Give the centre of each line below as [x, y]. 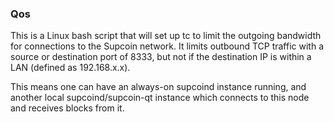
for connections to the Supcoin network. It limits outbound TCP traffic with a [167, 46]
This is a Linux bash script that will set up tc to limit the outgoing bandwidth [166, 36]
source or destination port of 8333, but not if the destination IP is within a [161, 57]
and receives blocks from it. [67, 108]
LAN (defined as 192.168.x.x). [70, 68]
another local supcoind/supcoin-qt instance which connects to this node [160, 98]
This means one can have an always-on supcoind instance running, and [158, 87]
